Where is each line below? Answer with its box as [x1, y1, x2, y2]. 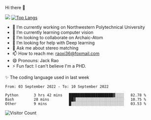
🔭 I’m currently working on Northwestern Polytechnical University [12, 24, 145, 30]
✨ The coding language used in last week [5, 74, 90, 80]
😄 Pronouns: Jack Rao [12, 58, 59, 63]
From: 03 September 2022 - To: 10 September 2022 [5, 84, 109, 89]
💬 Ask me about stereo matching [12, 45, 79, 51]
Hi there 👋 [5, 5, 26, 10]
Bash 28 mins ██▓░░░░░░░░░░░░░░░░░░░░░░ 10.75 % [5, 97, 147, 102]
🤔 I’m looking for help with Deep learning [12, 40, 95, 46]
